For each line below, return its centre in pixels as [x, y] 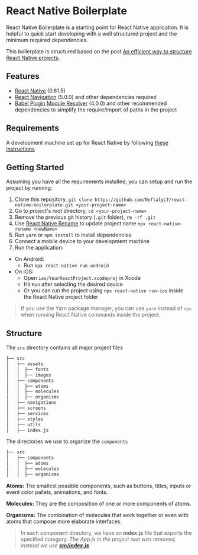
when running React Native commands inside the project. [90, 315]
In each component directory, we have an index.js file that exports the [106, 532]
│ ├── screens [26, 408]
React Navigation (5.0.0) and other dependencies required [85, 97]
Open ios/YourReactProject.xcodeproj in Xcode [82, 278]
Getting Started [35, 167]
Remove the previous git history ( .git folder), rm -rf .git [85, 217]
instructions [21, 149]
